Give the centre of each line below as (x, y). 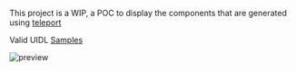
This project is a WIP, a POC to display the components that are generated (148, 13)
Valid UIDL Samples (46, 40)
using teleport (35, 22)
